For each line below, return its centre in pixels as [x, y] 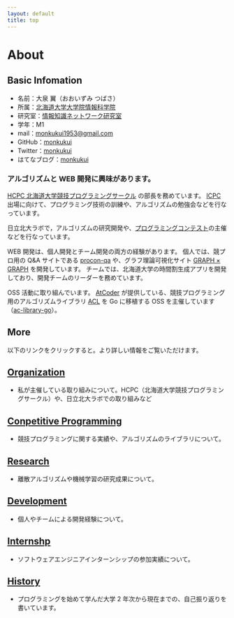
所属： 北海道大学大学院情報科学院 [66, 107]
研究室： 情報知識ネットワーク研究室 [70, 115]
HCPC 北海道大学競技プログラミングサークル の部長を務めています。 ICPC [114, 196]
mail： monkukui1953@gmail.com [65, 133]
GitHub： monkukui [44, 142]
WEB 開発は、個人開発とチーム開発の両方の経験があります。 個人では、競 [114, 251]
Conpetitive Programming [65, 421]
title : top [23, 20]
